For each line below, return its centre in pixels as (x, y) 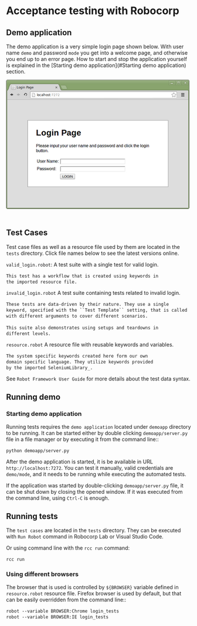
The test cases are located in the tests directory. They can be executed (94, 530)
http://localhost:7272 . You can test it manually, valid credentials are (90, 467)
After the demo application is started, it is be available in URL (80, 462)
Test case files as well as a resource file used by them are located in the (93, 247)
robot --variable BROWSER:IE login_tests (57, 617)
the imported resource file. (42, 282)
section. (16, 71)
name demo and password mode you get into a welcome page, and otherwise (97, 53)
